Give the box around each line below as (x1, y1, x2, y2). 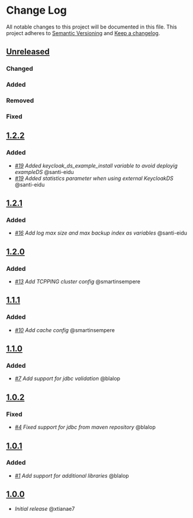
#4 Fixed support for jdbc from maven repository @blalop (14, 424, 156, 431)
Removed (6, 96, 34, 105)
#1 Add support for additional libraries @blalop (14, 472, 129, 479)
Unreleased (6, 47, 50, 57)
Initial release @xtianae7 (14, 505, 75, 512)
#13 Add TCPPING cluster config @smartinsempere (14, 278, 141, 285)
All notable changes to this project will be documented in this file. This (6, 23, 178, 30)
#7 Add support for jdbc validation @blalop (14, 375, 120, 382)
